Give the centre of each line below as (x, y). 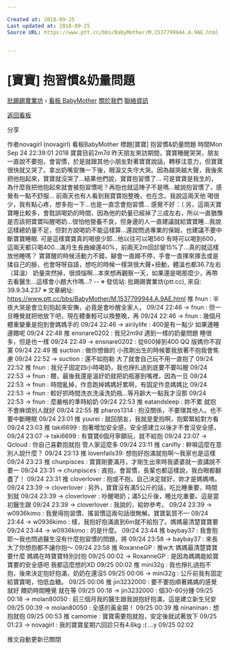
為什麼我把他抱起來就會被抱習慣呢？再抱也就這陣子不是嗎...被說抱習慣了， (112, 187)
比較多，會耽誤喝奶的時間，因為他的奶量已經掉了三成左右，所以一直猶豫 (121, 213)
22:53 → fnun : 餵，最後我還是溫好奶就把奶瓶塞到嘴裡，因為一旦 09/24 (107, 376)
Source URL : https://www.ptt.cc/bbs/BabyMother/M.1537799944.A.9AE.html (113, 32)
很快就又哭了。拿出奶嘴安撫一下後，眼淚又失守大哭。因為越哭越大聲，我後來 (115, 170)
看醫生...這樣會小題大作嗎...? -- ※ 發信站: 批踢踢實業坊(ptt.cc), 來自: (107, 281)
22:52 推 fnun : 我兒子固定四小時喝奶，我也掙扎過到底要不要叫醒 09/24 (107, 367)
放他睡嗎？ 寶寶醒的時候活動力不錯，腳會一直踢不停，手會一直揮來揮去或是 (113, 256)
